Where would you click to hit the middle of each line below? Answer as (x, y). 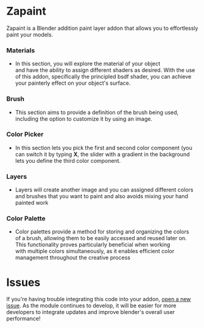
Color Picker (25, 134)
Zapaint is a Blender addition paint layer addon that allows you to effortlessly (102, 28)
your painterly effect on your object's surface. (73, 83)
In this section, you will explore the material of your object (88, 64)
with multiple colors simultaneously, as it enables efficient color (95, 251)
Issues (23, 282)
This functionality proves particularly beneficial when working (93, 244)
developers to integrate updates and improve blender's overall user (91, 312)
